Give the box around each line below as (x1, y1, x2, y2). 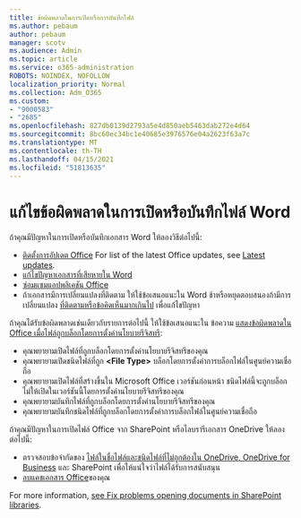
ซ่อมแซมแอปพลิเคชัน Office (21, 280, 109, 290)
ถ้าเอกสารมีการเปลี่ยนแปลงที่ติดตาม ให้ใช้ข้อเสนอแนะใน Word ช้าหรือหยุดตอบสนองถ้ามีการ (21, 289, 291, 300)
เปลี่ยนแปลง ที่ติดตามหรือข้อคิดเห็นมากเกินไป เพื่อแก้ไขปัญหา (21, 299, 200, 310)
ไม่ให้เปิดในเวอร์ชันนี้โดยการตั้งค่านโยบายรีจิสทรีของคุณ (21, 386, 185, 397)
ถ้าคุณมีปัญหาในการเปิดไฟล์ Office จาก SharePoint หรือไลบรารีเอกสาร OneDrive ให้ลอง (9, 424, 285, 435)
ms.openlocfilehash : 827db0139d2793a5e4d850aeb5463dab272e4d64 (9, 122, 251, 131)
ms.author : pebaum (9, 22, 78, 30)
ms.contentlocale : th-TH (9, 146, 102, 155)
